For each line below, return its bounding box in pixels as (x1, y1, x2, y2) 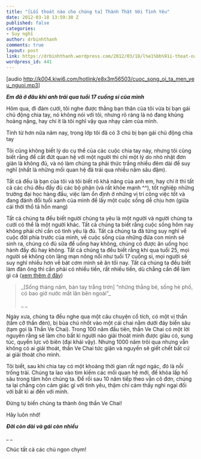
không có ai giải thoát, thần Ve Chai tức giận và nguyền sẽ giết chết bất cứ (6, 344, 190, 351)
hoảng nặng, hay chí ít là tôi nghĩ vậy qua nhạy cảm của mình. (6, 117, 159, 124)
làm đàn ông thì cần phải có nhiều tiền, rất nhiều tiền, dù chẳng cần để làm (6, 265, 190, 273)
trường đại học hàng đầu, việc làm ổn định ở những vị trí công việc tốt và (6, 190, 185, 197)
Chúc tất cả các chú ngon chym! (6, 446, 87, 453)
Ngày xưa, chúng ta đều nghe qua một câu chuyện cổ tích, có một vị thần (6, 313, 187, 320)
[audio (6, 75, 22, 82)
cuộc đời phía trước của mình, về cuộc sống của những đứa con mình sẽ (6, 234, 184, 241)
